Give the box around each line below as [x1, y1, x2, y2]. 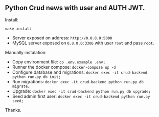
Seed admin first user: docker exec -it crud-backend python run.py [12, 93, 150, 99]
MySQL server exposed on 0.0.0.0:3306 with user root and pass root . [12, 40, 154, 46]
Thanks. [5, 107, 22, 113]
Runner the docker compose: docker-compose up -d [12, 64, 116, 70]
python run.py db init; [12, 74, 61, 79]
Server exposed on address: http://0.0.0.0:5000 [12, 35, 113, 40]
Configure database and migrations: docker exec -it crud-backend [12, 69, 148, 75]
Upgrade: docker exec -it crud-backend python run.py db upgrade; [12, 88, 151, 94]
